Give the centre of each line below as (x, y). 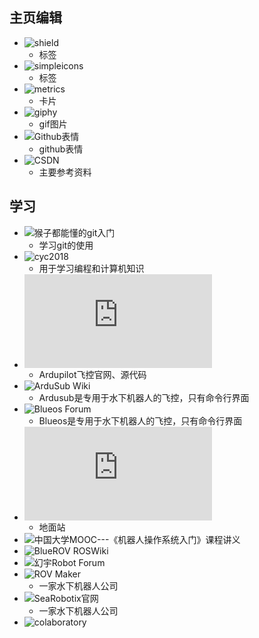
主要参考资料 (65, 172)
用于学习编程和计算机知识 (91, 268)
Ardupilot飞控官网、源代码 (92, 374)
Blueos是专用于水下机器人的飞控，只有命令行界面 (140, 420)
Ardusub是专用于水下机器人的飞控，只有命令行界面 (144, 397)
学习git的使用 (66, 245)
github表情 (61, 149)
